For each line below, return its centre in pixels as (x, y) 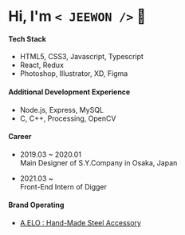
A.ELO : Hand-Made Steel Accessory (81, 223)
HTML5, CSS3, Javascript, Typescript (81, 57)
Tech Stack (27, 38)
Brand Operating (36, 205)
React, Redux (41, 65)
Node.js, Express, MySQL (62, 110)
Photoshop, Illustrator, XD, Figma (74, 74)
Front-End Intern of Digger (63, 186)
